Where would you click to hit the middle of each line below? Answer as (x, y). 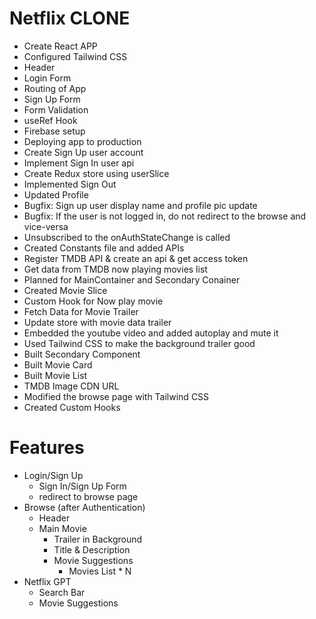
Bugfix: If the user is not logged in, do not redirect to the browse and (165, 216)
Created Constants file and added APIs (104, 248)
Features (47, 448)
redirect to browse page (88, 496)
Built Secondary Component (82, 354)
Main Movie (62, 528)
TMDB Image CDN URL (71, 386)
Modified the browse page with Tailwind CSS (116, 396)
